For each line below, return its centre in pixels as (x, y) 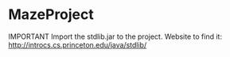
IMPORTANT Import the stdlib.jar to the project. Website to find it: (115, 36)
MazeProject (51, 15)
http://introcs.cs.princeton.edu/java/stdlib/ (78, 44)
